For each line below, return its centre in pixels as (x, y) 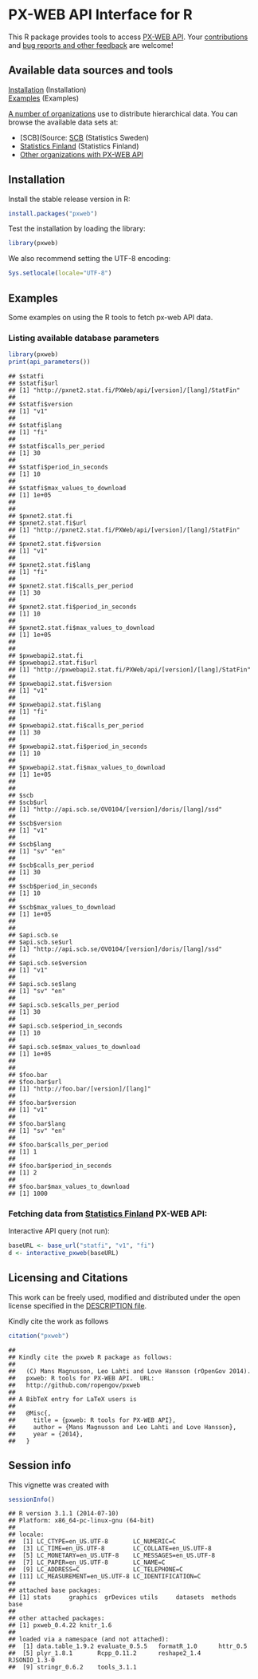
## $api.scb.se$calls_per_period (64, 1005)
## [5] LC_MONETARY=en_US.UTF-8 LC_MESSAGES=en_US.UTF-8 (112, 1556)
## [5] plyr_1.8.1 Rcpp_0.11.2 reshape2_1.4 (105, 1653)
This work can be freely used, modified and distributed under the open (124, 1297)
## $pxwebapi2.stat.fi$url (53, 663)
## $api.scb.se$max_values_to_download (74, 1047)
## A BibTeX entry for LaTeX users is (72, 1399)
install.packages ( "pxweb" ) (53, 213)
